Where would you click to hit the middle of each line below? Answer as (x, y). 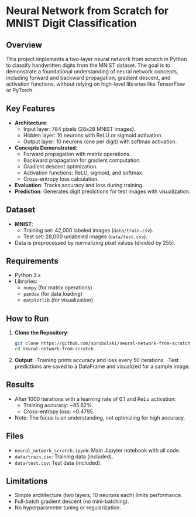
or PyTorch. (20, 90)
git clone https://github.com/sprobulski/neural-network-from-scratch (102, 344)
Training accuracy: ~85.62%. (58, 405)
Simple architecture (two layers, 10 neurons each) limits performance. (98, 495)
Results (20, 385)
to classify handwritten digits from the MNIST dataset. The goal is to (88, 65)
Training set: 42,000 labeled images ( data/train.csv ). (88, 230)
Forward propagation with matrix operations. (77, 154)
